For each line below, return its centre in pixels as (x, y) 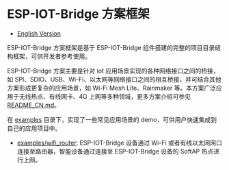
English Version (39, 33)
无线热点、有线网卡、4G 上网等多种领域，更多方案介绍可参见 (105, 96)
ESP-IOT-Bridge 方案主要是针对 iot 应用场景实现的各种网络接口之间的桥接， (113, 71)
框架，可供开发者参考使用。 (52, 56)
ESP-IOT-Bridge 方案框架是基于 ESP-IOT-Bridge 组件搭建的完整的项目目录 (111, 47)
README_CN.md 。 (33, 105)
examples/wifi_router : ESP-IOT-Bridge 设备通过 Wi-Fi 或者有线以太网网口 (119, 143)
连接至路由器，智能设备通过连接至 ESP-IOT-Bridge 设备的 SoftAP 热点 (115, 151)
